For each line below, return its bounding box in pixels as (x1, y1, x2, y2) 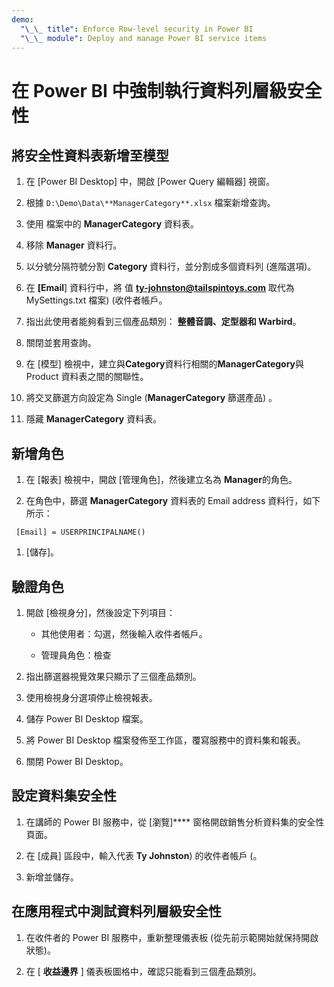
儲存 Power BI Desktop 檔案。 (25, 713, 149, 725)
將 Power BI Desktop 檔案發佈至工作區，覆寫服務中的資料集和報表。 (25, 734, 306, 746)
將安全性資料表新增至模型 (11, 147, 169, 164)
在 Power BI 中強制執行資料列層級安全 (11, 79, 323, 102)
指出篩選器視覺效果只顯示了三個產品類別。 (25, 671, 202, 682)
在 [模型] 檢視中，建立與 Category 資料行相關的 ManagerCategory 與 (25, 358, 304, 370)
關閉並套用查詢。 (25, 337, 97, 349)
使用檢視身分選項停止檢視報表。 (25, 692, 158, 703)
